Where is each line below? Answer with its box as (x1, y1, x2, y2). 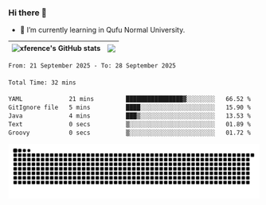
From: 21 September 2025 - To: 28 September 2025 (8, 61, 177, 70)
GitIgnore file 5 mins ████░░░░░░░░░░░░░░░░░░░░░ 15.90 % (8, 103, 251, 112)
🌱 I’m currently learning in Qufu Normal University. (19, 25, 186, 35)
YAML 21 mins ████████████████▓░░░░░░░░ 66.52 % (8, 95, 251, 103)
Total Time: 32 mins (8, 79, 77, 87)
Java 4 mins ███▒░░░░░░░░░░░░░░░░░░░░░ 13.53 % (8, 112, 251, 120)
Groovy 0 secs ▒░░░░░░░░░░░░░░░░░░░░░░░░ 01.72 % (8, 129, 251, 137)
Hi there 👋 (8, 7, 48, 18)
